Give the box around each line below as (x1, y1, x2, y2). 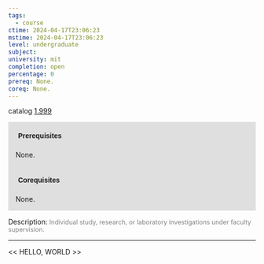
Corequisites (18, 176, 60, 185)
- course (15, 19, 44, 27)
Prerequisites (18, 132, 62, 140)
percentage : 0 (8, 70, 55, 78)
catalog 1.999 (8, 106, 53, 116)
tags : (8, 11, 26, 20)
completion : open (8, 63, 65, 71)
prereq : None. (8, 77, 55, 85)
